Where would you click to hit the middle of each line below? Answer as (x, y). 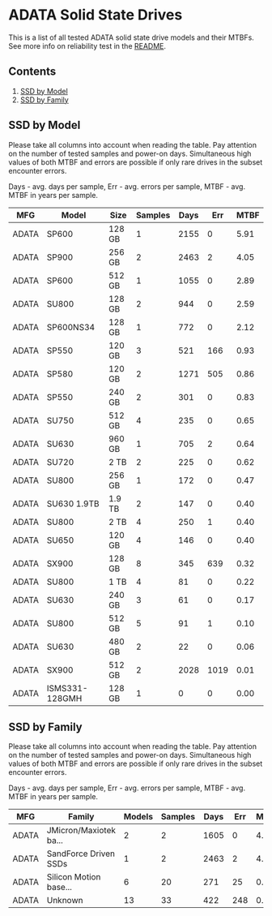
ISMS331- (67, 688)
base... (59, 888)
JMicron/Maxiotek (81, 831)
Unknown (65, 901)
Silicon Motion (74, 877)
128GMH (64, 698)
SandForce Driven (81, 854)
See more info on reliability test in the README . (87, 45)
